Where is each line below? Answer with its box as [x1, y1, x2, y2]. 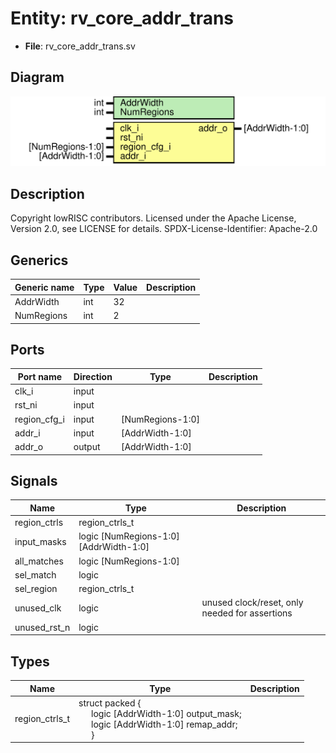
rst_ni [14, 399, 38, 411]
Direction [73, 370, 113, 382]
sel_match [14, 568, 57, 581]
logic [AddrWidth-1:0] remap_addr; [91, 718, 238, 730]
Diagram [10, 69, 65, 86]
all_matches [14, 555, 64, 567]
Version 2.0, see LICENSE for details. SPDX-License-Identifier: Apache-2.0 [10, 223, 318, 235]
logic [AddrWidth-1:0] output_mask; [91, 707, 242, 719]
